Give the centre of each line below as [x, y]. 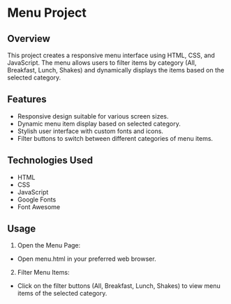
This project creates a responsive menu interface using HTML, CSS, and [111, 55]
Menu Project [47, 13]
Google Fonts [37, 199]
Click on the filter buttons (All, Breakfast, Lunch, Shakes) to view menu [119, 286]
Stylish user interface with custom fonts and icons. [90, 131]
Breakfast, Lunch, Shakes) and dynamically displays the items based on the [116, 70]
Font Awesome [39, 206]
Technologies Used [50, 161]
